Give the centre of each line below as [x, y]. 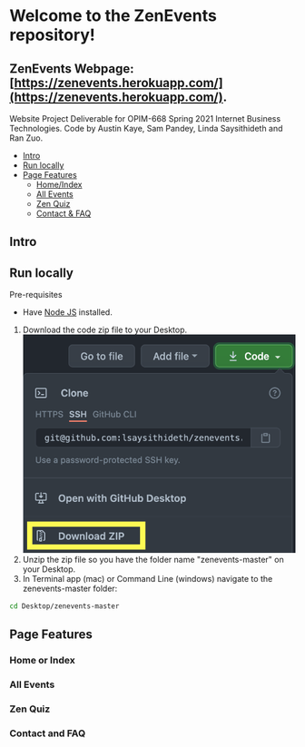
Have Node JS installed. [68, 312]
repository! [52, 35]
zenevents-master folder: [70, 588]
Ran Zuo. [26, 138]
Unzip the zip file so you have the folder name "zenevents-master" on [153, 559]
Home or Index [42, 661]
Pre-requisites [36, 295]
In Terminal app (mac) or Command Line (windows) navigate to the [148, 578]
